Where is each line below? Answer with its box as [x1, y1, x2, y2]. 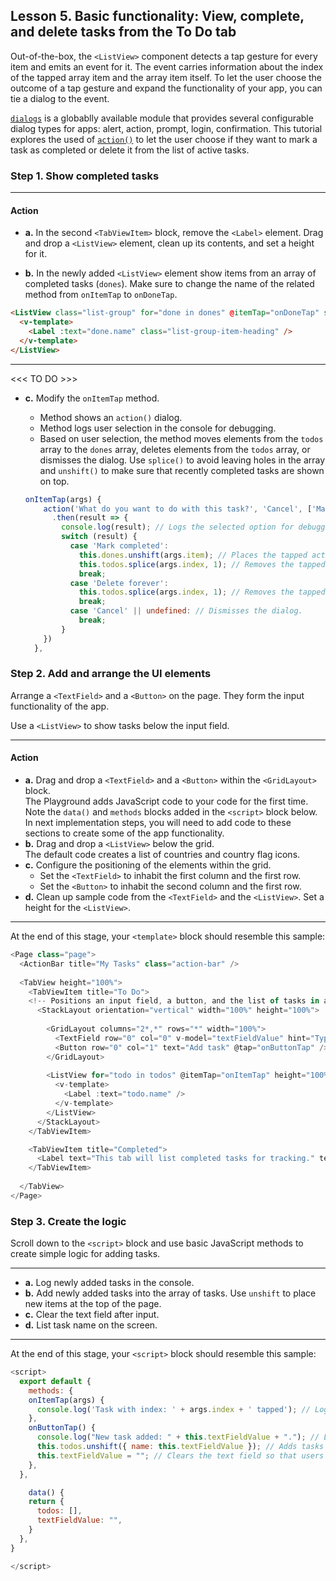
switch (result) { [61, 532, 138, 542]
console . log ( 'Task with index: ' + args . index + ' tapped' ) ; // [36, 1404, 311, 1414]
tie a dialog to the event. [10, 92, 110, 104]
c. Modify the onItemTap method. [24, 392, 160, 404]
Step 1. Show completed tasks [10, 169, 160, 183]
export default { [19, 1376, 92, 1386]
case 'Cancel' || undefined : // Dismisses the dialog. [69, 606, 303, 616]
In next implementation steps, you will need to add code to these [24, 817, 292, 829]
